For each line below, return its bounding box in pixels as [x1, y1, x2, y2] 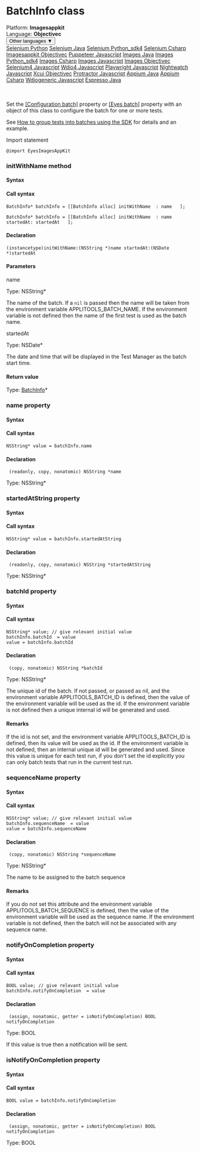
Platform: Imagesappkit [6, 24, 65, 31]
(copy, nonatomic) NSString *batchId [8, 665, 103, 672]
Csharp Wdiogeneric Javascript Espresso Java [6, 76, 121, 83]
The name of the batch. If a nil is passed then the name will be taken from [6, 299, 190, 307]
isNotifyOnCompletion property [6, 1056, 100, 1064]
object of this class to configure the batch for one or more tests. [6, 106, 164, 114]
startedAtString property [6, 494, 81, 503]
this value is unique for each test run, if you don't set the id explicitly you [6, 752, 185, 759]
